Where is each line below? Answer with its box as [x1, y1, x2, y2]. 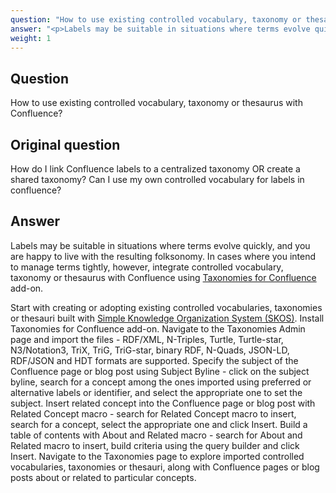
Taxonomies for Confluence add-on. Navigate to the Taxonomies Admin [10, 322, 306, 335]
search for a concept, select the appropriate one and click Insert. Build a [10, 418, 308, 430]
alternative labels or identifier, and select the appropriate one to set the [10, 386, 303, 398]
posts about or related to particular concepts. [10, 471, 197, 483]
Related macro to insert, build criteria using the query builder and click [10, 439, 300, 451]
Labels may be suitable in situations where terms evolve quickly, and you [10, 239, 311, 251]
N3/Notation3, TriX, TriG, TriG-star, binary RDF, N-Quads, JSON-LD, [10, 344, 290, 356]
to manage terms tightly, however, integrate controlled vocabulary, [10, 261, 284, 273]
